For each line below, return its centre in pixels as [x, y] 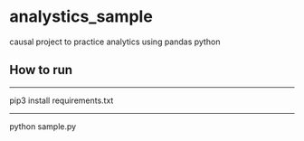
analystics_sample [81, 17]
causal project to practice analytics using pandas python [115, 42]
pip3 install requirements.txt [62, 100]
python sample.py [43, 126]
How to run [41, 70]
